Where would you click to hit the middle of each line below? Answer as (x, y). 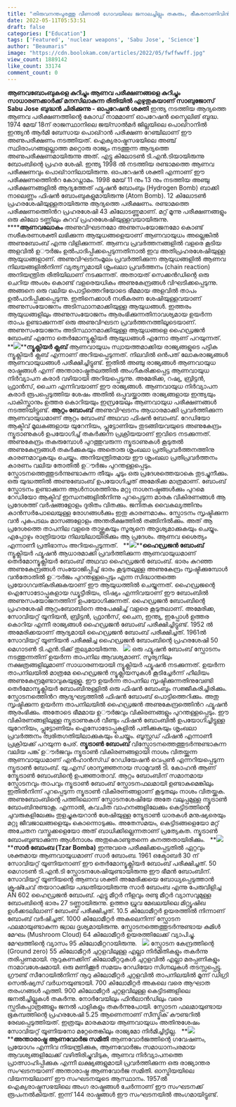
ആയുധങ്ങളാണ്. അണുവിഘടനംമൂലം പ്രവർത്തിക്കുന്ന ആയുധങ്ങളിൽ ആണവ (117, 259)
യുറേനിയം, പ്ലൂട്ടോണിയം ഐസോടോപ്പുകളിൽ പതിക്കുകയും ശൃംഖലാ (102, 727)
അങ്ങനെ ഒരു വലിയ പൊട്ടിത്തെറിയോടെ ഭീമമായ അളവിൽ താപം (102, 290)
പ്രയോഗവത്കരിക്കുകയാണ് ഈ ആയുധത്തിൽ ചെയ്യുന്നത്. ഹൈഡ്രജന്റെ (111, 585)
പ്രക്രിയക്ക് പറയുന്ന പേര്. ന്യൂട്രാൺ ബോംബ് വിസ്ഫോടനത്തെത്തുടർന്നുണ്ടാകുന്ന (117, 744)
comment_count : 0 (33, 72)
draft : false (26, 27)
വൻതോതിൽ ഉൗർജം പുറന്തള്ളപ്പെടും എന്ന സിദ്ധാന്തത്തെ (92, 576)
